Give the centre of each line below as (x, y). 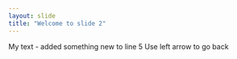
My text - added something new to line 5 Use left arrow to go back (118, 46)
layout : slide (32, 16)
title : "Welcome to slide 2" (57, 23)
